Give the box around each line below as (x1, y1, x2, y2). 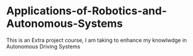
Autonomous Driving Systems (6, 43, 80, 50)
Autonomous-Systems (6, 17, 123, 30)
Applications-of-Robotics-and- (6, 4, 168, 18)
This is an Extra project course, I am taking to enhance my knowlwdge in (6, 36, 188, 43)
